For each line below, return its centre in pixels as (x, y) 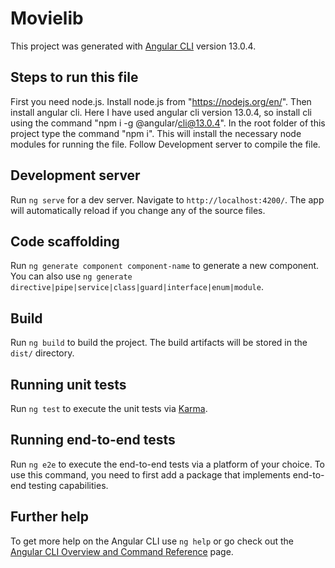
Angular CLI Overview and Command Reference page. (122, 551)
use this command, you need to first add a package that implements (150, 474)
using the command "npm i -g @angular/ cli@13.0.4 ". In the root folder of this (168, 123)
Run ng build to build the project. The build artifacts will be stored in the (159, 343)
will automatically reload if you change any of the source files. (138, 210)
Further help (50, 517)
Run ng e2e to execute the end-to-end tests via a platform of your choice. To (168, 464)
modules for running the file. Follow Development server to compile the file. (165, 144)
